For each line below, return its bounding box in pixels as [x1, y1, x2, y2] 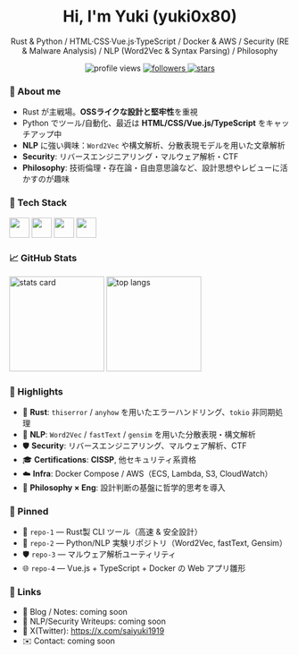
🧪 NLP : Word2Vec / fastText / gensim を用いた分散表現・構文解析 [21, 430, 256, 440]
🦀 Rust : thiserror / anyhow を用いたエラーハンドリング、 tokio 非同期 [21, 407, 276, 418]
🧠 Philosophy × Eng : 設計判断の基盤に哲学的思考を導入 [21, 482, 226, 493]
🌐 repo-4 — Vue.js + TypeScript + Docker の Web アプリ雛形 [21, 563, 246, 574]
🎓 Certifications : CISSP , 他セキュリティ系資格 [21, 455, 197, 465]
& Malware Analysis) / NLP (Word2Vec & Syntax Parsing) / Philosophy [21, 45, 278, 55]
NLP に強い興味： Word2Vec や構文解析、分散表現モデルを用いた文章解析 [21, 140, 286, 151]
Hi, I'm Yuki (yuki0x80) [62, 6, 237, 27]
